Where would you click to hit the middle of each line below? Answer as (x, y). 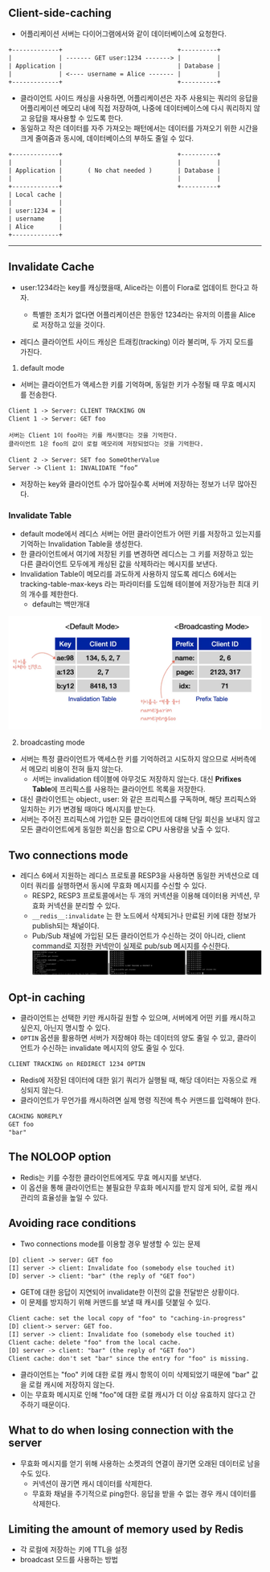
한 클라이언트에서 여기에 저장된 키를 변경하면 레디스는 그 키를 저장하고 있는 (137, 553)
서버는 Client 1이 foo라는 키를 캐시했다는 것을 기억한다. (93, 435)
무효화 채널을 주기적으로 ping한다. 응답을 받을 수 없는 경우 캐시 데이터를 (144, 1493)
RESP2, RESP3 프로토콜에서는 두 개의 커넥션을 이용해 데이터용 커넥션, (142, 896)
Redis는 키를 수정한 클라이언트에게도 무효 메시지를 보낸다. (111, 1177)
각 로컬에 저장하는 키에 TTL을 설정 (74, 1549)
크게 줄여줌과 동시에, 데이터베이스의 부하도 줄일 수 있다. (107, 138)
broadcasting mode (52, 742)
